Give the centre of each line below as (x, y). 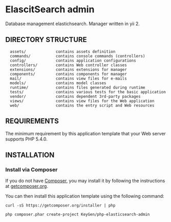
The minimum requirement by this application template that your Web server (86, 133)
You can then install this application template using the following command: (85, 196)
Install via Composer (31, 169)
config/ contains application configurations (73, 60)
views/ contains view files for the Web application (82, 101)
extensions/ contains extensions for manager (68, 69)
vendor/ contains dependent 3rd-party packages (75, 96)
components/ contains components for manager (68, 74)
